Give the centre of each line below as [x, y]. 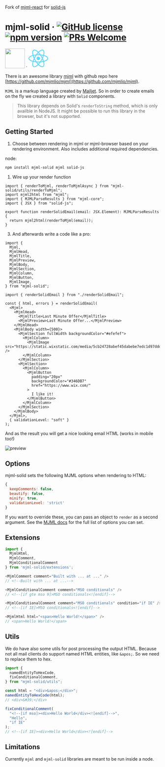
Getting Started [29, 132]
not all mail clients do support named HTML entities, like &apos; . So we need [82, 654]
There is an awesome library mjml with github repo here [61, 76]
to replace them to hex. [28, 659]
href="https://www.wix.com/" [61, 385]
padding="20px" [47, 377]
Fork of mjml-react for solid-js [35, 7]
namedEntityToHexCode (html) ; [35, 695]
